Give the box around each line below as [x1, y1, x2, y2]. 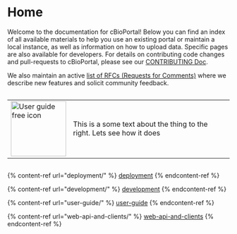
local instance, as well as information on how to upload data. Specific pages [7, 42, 229, 51]
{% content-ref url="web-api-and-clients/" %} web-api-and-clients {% [7, 212, 214, 221]
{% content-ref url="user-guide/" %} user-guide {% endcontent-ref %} [7, 198, 215, 207]
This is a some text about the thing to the [73, 119, 208, 129]
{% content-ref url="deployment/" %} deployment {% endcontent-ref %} [7, 171, 220, 180]
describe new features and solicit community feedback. [7, 78, 169, 87]
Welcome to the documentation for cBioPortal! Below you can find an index [7, 27, 226, 36]
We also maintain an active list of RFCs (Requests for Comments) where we [7, 71, 227, 80]
